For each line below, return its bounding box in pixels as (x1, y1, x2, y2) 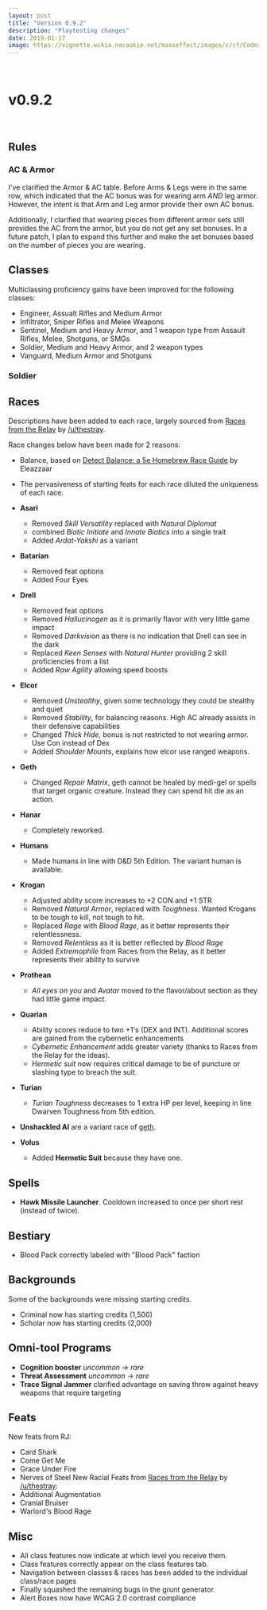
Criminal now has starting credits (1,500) (19, 1310, 153, 1319)
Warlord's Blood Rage (19, 1506, 91, 1516)
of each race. (19, 488, 64, 498)
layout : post (8, 11, 52, 20)
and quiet (31, 704, 64, 714)
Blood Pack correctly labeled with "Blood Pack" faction (19, 1250, 200, 1259)
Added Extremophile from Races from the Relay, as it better (31, 946, 226, 956)
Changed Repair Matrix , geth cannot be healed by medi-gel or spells (31, 778, 257, 787)
